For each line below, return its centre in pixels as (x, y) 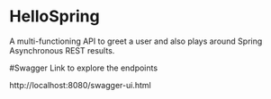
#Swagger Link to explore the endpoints (84, 68)
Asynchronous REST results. (62, 50)
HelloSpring (55, 16)
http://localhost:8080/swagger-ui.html (80, 85)
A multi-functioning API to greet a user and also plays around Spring (136, 41)
